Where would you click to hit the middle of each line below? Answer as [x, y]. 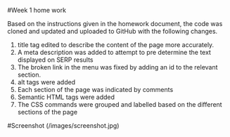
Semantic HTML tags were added [66, 97]
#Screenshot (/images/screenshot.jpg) [63, 125]
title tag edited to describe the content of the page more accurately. [116, 45]
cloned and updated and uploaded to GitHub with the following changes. [113, 31]
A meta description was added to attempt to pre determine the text [114, 52]
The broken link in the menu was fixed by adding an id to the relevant [117, 67]
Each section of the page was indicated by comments [95, 90]
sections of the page [47, 112]
